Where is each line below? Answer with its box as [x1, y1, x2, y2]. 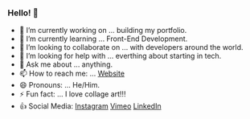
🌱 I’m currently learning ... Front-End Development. [18, 34, 188, 43]
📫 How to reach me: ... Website [18, 68, 125, 79]
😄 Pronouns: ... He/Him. [18, 80, 100, 90]
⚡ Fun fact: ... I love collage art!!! [18, 89, 126, 99]
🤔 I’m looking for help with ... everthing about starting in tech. [18, 51, 222, 61]
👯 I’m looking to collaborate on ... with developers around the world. [18, 43, 244, 52]
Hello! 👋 [7, 7, 39, 18]
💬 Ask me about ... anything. [18, 59, 113, 69]
